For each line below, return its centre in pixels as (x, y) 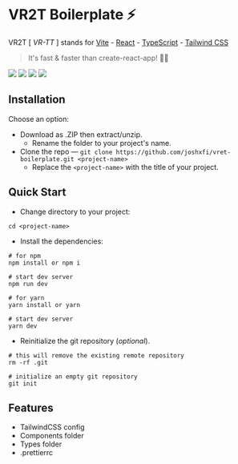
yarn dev (23, 326)
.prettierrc (36, 453)
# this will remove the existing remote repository (96, 355)
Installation (37, 100)
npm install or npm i (44, 263)
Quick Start (37, 192)
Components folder (52, 436)
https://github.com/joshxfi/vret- (173, 152)
